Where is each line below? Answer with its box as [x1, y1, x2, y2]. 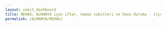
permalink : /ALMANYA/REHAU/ [5, 16, 63, 21]
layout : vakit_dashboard [5, 7, 56, 12]
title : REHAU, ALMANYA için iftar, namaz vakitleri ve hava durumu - [5, 12, 152, 17]
